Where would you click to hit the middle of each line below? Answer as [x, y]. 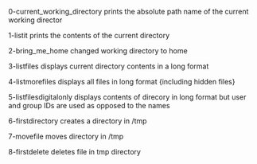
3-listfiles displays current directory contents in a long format [109, 66]
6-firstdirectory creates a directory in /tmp [78, 121]
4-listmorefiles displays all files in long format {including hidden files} [122, 82]
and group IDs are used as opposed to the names [89, 105]
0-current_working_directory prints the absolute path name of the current [128, 12]
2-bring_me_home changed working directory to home [98, 51]
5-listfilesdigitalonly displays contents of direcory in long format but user [127, 97]
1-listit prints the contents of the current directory [89, 35]
